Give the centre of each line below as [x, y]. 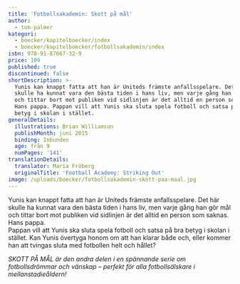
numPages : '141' [38, 153]
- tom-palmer [34, 27]
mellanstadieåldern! [37, 274]
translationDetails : [39, 160]
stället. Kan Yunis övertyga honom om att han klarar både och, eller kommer [119, 237]
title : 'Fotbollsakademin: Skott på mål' [71, 14]
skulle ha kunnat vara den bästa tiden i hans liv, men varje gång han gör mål [119, 207]
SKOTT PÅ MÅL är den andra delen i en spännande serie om [97, 259]
